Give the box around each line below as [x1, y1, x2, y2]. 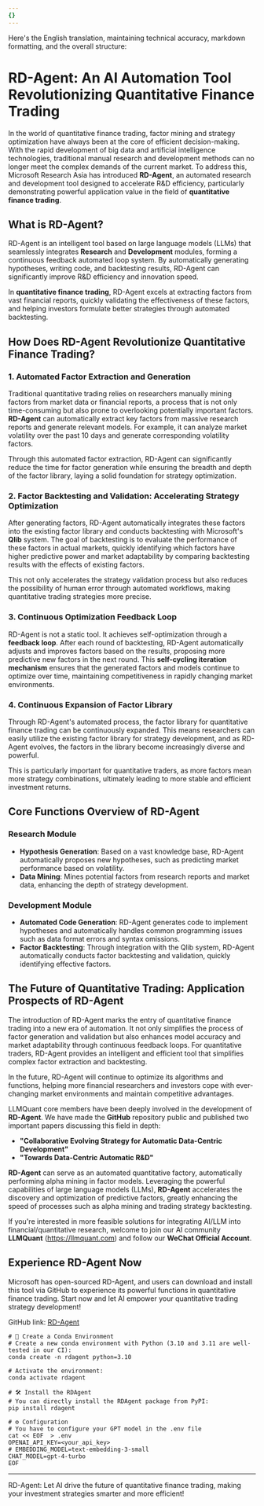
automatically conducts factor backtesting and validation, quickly [19, 950, 231, 960]
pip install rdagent [8, 1404, 76, 1412]
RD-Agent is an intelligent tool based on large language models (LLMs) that [8, 239, 251, 248]
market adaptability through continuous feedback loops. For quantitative [8, 1040, 242, 1049]
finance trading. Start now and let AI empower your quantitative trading [8, 1294, 238, 1303]
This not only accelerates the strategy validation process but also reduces [8, 575, 248, 585]
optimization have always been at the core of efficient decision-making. [8, 137, 240, 146]
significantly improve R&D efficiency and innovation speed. [8, 272, 199, 281]
